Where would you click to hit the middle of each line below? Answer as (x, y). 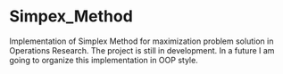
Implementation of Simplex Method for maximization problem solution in (141, 41)
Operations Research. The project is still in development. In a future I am (142, 50)
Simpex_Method (71, 16)
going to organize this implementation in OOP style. (104, 60)
